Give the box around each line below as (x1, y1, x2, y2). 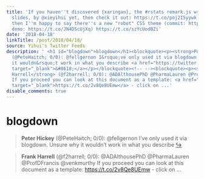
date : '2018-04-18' (6, 32, 56, 38)
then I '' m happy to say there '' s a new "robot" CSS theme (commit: (12, 20, 186, 26)
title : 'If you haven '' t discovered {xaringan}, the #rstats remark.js (6, 9, 191, 15)
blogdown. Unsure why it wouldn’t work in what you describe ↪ (21, 141, 182, 148)
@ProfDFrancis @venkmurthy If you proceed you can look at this (21, 159, 184, 166)
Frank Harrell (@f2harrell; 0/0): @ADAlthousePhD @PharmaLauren (21, 153, 189, 160)
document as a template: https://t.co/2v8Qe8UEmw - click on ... (21, 166, 182, 173)
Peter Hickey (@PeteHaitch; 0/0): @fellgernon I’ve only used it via (21, 135, 187, 142)
